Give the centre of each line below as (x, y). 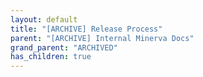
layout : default (44, 19)
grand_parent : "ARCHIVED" (64, 47)
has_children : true (51, 57)
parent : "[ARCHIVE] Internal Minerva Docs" (102, 38)
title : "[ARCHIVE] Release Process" (86, 29)
